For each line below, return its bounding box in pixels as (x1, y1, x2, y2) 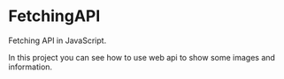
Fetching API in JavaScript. (8, 35, 107, 46)
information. (8, 61, 53, 72)
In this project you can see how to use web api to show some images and (8, 52, 276, 62)
